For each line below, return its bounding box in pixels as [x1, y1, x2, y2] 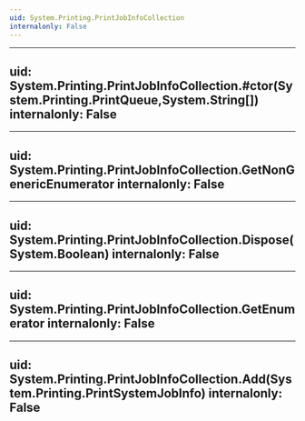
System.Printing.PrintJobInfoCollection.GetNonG [9, 162, 295, 177]
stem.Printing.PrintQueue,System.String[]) [9, 92, 260, 107]
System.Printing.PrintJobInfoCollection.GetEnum [9, 302, 296, 317]
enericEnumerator [9, 176, 115, 192]
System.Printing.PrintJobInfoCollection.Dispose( [9, 232, 294, 247]
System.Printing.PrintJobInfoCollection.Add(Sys [9, 372, 292, 387]
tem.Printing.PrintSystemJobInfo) [9, 386, 206, 401]
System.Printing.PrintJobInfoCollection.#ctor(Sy [9, 78, 293, 94]
